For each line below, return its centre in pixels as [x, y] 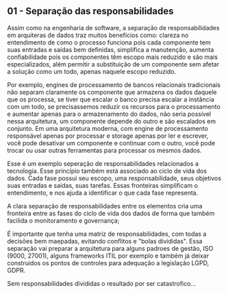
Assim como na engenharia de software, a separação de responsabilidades [114, 27]
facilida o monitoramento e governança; [63, 220]
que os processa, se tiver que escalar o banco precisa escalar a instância [111, 99]
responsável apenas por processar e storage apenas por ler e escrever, [108, 136]
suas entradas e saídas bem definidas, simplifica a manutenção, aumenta [111, 49]
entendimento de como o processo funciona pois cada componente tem [109, 42]
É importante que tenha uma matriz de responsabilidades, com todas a [107, 234]
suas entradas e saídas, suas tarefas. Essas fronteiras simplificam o [103, 185]
